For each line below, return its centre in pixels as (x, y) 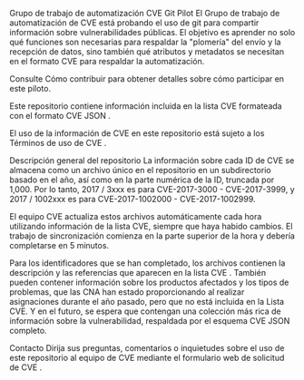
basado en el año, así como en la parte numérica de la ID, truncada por (142, 180)
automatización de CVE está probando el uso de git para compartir (134, 23)
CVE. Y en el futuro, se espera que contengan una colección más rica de (145, 311)
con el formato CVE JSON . (60, 116)
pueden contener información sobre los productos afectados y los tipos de (149, 282)
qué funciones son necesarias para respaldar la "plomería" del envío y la (145, 42)
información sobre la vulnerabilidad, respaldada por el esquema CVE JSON (150, 321)
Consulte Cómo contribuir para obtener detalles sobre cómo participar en (147, 79)
